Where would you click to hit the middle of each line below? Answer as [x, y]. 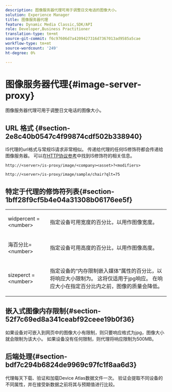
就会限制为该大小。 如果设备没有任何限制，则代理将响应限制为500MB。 [81, 339]
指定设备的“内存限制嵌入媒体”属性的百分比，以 [106, 271]
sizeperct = [21, 275]
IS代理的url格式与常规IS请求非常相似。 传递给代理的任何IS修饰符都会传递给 [84, 150]
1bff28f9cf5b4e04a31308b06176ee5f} [69, 200]
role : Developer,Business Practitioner [48, 29]
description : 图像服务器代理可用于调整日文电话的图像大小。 [62, 10]
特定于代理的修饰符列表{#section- [60, 191]
